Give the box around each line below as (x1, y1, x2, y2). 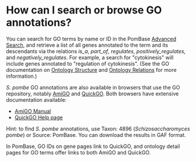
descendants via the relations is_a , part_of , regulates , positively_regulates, (6, 47, 186, 54)
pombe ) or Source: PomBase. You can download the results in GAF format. (6, 131, 186, 138)
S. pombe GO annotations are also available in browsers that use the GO (6, 84, 180, 91)
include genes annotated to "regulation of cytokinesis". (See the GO (6, 60, 170, 67)
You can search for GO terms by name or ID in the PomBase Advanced (6, 35, 177, 42)
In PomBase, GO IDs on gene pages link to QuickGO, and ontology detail (6, 143, 180, 150)
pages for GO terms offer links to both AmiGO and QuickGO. (6, 149, 151, 156)
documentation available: (6, 96, 67, 103)
